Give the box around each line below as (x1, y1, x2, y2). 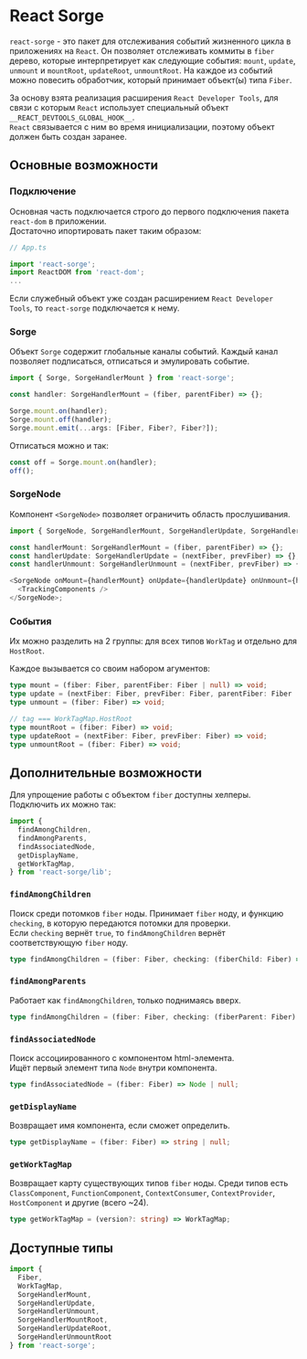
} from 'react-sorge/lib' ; (9, 867, 112, 877)
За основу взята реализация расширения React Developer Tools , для (9, 92, 279, 103)
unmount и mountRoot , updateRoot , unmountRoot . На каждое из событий (9, 65, 273, 76)
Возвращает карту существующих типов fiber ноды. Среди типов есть (9, 1178, 289, 1189)
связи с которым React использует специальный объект (9, 101, 229, 112)
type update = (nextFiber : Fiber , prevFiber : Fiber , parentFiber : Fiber (9, 689, 292, 699)
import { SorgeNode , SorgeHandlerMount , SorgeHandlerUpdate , (9, 526, 248, 536)
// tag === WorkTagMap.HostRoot (9, 714, 132, 723)
